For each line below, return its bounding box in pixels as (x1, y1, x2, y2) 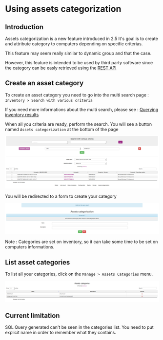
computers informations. (5, 244, 55, 250)
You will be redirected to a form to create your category (5, 193, 117, 199)
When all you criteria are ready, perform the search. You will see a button (5, 121, 152, 127)
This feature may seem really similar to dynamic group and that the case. (5, 50, 152, 56)
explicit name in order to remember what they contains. (5, 330, 116, 335)
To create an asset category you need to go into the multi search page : (5, 92, 149, 98)
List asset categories (5, 258, 70, 266)
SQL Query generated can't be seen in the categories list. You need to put (5, 324, 154, 330)
